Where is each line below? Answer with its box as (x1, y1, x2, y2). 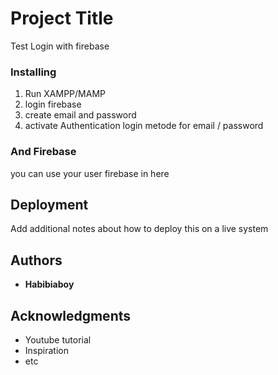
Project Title (10, 7, 114, 30)
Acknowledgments (10, 307, 132, 324)
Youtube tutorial (24, 333, 92, 346)
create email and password (24, 109, 137, 121)
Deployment (10, 196, 89, 213)
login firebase (24, 98, 82, 111)
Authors (10, 252, 63, 269)
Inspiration (24, 344, 69, 356)
